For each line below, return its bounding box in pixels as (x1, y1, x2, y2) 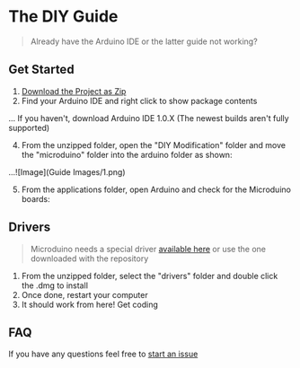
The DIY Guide (8, 6, 119, 27)
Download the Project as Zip (21, 85, 127, 96)
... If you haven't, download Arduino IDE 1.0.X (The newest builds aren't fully (8, 112, 289, 123)
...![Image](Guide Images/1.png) (8, 166, 127, 177)
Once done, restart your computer (21, 289, 149, 300)
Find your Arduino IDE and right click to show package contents (21, 95, 258, 106)
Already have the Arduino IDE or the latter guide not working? (30, 36, 258, 47)
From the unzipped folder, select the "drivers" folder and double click (21, 270, 278, 281)
